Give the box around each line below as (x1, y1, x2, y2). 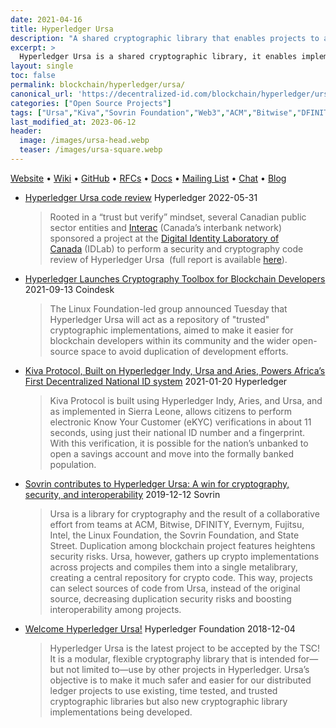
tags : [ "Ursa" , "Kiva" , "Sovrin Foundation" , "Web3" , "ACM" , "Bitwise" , (10, 107, 298, 118)
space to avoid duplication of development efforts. (80, 345, 289, 357)
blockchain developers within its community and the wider (49, 334, 290, 346)
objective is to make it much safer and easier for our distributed (49, 674, 312, 686)
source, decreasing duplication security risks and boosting (49, 592, 292, 605)
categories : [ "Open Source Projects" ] (10, 98, 172, 108)
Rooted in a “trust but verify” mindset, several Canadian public (49, 211, 307, 223)
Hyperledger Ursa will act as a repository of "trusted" (49, 313, 270, 325)
